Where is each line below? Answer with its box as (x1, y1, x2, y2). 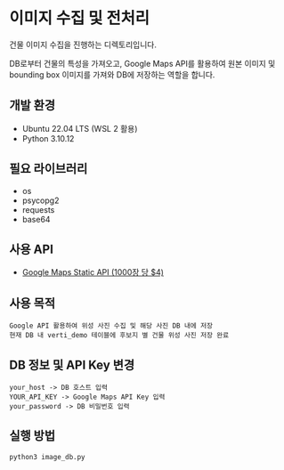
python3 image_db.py (9, 452, 86, 461)
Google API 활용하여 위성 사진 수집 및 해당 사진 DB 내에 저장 (9, 321, 214, 330)
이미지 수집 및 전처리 (9, 8, 150, 28)
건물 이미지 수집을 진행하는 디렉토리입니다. (9, 39, 158, 50)
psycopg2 (21, 195, 60, 206)
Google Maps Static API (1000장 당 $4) (21, 267, 165, 278)
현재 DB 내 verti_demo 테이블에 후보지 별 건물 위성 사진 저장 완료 (9, 331, 230, 340)
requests (21, 204, 55, 215)
